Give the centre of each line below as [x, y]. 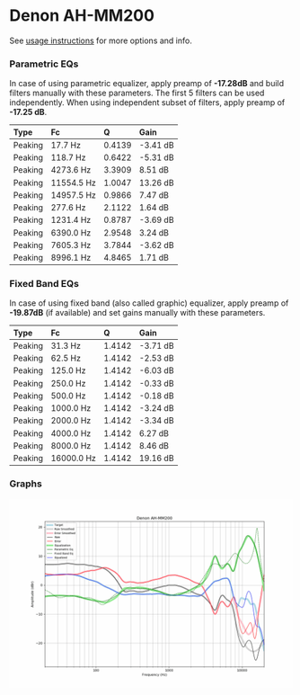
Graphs [26, 484]
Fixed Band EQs [44, 283]
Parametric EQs [44, 64]
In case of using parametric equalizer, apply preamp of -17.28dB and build [147, 84]
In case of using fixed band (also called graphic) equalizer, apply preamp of [149, 303]
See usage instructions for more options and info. [101, 40]
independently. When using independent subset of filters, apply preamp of [147, 102]
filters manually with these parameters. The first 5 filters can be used [137, 93]
